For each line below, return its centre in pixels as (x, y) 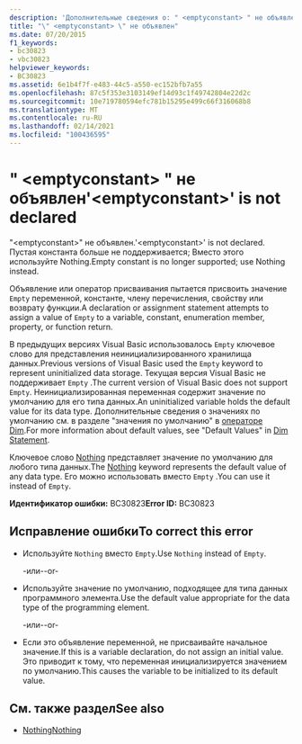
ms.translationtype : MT (54, 110)
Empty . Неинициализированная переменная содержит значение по (138, 391)
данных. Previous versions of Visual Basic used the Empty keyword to (136, 363)
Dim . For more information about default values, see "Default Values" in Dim (149, 430)
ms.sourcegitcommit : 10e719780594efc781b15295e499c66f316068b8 (130, 101)
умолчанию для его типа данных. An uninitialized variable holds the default (150, 401)
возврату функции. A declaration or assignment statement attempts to (139, 308)
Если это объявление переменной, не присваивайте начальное (145, 642)
